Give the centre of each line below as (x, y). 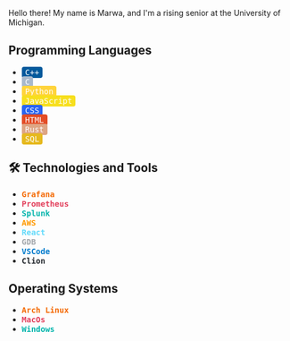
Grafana (38, 194)
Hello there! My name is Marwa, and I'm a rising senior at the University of (145, 13)
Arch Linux (45, 311)
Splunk (36, 213)
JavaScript (49, 101)
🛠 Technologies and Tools (83, 168)
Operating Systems (63, 289)
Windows (38, 329)
